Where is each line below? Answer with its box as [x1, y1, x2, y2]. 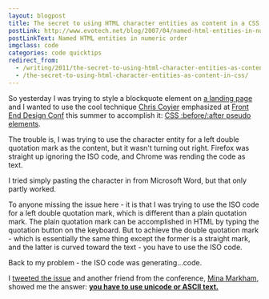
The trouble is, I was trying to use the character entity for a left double [8, 134, 239, 144]
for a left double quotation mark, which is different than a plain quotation [8, 208, 247, 217]
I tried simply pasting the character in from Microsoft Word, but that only [8, 176, 247, 185]
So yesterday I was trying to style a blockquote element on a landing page [8, 93, 253, 103]
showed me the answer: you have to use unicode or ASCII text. [8, 281, 219, 291]
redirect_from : [8, 57, 59, 65]
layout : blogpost [8, 11, 66, 20]
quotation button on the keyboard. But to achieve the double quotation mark [8, 225, 259, 235]
